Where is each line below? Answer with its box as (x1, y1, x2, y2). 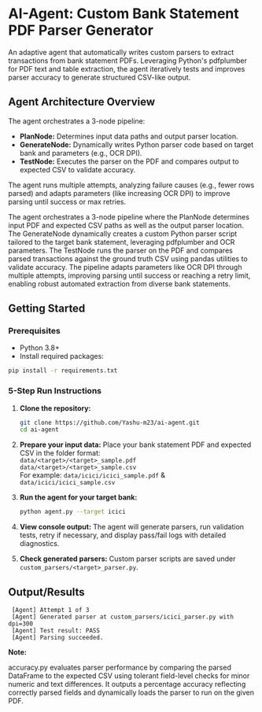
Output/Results (8, 585, 85, 599)
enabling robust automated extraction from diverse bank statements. (8, 279, 231, 288)
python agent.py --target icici (19, 508, 126, 516)
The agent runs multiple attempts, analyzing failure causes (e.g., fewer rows (8, 180, 255, 190)
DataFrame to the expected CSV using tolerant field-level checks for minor (8, 671, 250, 681)
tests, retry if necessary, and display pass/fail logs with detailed (19, 530, 227, 540)
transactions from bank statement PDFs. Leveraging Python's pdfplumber (8, 56, 248, 65)
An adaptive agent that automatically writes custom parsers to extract (8, 47, 234, 57)
